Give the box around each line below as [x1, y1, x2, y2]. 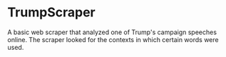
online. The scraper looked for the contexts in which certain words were [7, 35, 219, 43]
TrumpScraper [7, 4, 96, 21]
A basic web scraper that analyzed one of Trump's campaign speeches [7, 28, 217, 36]
